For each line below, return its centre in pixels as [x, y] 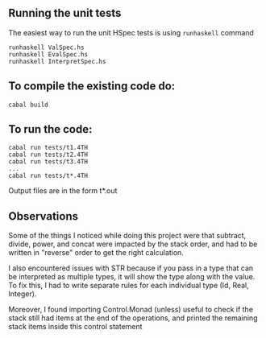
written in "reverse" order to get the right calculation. [96, 253]
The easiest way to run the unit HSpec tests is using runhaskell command [131, 32]
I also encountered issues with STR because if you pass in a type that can [131, 268]
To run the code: [50, 129]
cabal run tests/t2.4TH [48, 155]
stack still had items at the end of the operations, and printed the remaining [133, 318]
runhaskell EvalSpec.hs [48, 54]
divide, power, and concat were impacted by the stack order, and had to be [133, 244]
